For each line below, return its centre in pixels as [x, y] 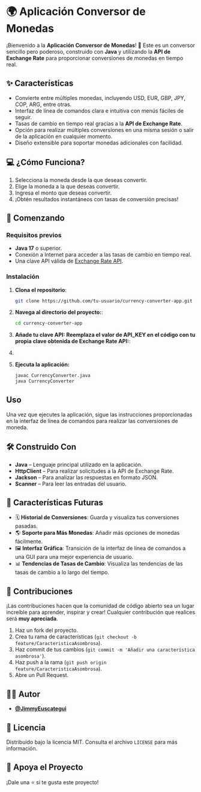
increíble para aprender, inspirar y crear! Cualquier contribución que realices [101, 613]
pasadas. [26, 526]
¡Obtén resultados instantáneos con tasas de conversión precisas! [97, 199]
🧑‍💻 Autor [23, 694]
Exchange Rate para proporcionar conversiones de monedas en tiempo [95, 58]
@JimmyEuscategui [41, 709]
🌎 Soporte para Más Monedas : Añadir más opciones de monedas [97, 533]
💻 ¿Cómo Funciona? [46, 162]
